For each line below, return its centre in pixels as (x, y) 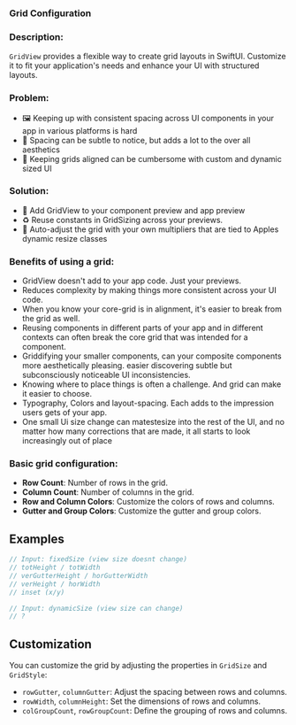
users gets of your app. (65, 413)
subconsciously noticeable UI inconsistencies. (106, 375)
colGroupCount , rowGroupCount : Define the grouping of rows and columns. (155, 711)
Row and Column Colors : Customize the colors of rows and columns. (148, 502)
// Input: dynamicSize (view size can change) (96, 608)
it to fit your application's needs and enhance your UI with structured (134, 66)
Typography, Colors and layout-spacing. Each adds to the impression (148, 403)
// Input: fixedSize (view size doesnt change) (99, 559)
